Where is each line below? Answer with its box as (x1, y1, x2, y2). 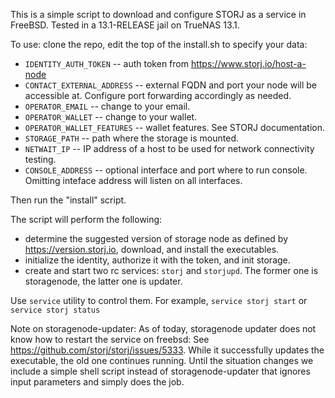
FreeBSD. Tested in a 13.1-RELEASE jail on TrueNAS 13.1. (10, 19, 240, 31)
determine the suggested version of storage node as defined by (24, 233, 289, 244)
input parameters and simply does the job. (10, 376, 185, 388)
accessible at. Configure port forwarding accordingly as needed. (24, 90, 292, 101)
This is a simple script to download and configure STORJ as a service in (10, 9, 307, 20)
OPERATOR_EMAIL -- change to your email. (24, 100, 191, 112)
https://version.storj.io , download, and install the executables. (24, 244, 280, 255)
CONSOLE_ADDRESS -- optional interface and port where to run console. (24, 164, 308, 176)
